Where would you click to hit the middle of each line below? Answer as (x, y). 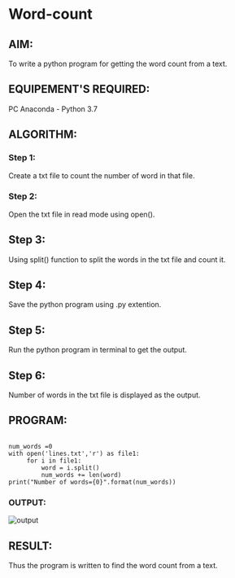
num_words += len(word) (81, 475)
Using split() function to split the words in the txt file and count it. (117, 259)
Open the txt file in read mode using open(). (82, 214)
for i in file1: (54, 461)
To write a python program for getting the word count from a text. (118, 63)
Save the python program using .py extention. (85, 304)
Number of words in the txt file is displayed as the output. (104, 395)
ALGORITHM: (43, 135)
